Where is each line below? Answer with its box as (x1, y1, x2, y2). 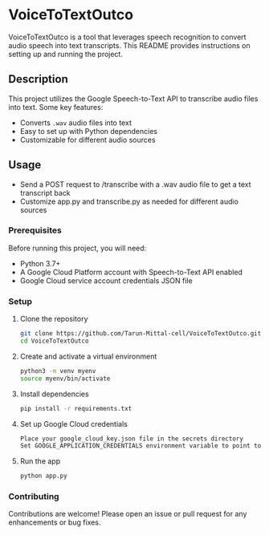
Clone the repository (19, 314, 88, 324)
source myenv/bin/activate (19, 375, 111, 383)
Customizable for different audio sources (19, 135, 156, 144)
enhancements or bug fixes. (8, 517, 101, 527)
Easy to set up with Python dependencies (19, 126, 158, 136)
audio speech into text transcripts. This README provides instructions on (8, 40, 251, 50)
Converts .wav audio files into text (19, 118, 132, 128)
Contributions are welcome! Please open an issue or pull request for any (8, 509, 247, 519)
